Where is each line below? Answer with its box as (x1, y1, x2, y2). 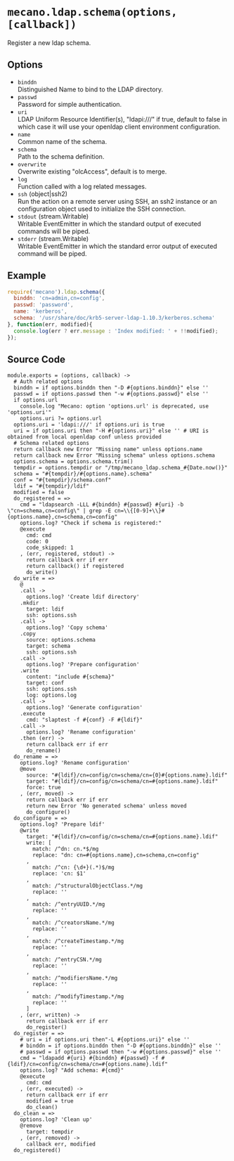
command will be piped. (17, 249, 87, 258)
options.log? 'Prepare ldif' (20, 821, 105, 828)
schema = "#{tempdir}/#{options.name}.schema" (13, 470, 152, 478)
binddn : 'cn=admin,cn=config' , (13, 294, 105, 302)
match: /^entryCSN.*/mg (32, 956, 102, 964)
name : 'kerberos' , (13, 308, 68, 315)
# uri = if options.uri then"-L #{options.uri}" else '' (20, 1036, 190, 1044)
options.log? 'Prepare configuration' (25, 661, 140, 668)
